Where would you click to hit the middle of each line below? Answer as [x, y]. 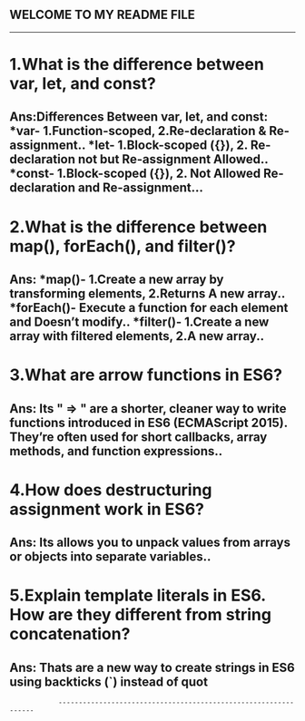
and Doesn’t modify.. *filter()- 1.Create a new [139, 322]
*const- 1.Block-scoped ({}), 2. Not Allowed [135, 174]
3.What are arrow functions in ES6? [146, 375]
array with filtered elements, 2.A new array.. [137, 336]
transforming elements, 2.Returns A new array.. [148, 293]
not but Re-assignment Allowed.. [173, 159]
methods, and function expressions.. [116, 451]
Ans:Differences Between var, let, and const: [139, 117]
